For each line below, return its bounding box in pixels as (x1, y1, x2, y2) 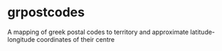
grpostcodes (7, 4, 85, 21)
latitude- (190, 28, 216, 36)
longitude (7, 35, 36, 43)
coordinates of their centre (36, 35, 115, 43)
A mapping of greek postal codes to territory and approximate (7, 28, 189, 36)
